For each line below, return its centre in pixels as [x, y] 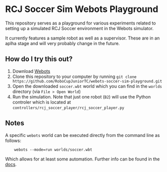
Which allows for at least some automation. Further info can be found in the [83, 159]
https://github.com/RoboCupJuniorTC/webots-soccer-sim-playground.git [87, 81]
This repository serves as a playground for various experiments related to [81, 23]
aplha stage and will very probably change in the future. [63, 43]
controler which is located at [42, 102]
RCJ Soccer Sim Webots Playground [82, 9]
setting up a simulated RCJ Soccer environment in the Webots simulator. [79, 28]
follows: [13, 140]
